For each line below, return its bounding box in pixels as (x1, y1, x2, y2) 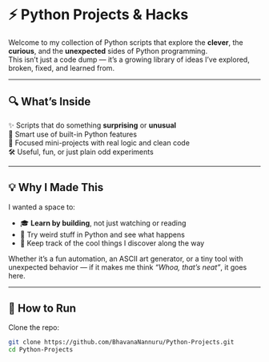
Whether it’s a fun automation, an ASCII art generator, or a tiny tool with (8, 254, 243, 263)
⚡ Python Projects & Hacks (8, 6, 189, 24)
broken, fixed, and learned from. (8, 63, 114, 72)
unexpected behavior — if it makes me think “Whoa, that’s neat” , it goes (8, 262, 247, 272)
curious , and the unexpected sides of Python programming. (8, 46, 208, 55)
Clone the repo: (8, 323, 60, 332)
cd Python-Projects (8, 346, 74, 354)
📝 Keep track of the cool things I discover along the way (19, 238, 205, 248)
